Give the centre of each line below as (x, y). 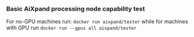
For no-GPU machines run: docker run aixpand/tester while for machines (97, 22)
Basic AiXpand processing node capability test (76, 9)
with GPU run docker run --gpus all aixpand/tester (71, 28)
